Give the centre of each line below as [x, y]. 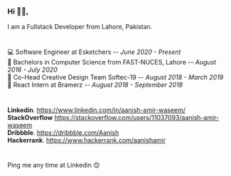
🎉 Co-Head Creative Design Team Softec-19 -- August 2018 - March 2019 [116, 77]
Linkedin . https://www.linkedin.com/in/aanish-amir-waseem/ [97, 110]
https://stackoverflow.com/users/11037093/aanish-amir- [137, 117]
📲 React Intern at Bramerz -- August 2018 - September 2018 [95, 85]
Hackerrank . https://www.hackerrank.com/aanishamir [86, 140]
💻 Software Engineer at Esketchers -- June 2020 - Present [94, 52]
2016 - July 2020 [33, 70]
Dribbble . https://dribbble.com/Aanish [63, 132]
